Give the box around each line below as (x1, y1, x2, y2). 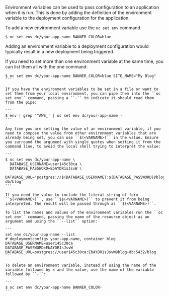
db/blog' (5, 179, 24, 184)
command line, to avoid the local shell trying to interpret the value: (5, 144, 161, 149)
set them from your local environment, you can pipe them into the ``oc (5, 91, 161, 96)
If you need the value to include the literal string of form (5, 192, 138, 197)
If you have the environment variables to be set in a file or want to (5, 87, 158, 92)
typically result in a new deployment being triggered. (5, 49, 115, 54)
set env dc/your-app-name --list (5, 232, 75, 237)
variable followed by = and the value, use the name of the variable (5, 267, 154, 272)
